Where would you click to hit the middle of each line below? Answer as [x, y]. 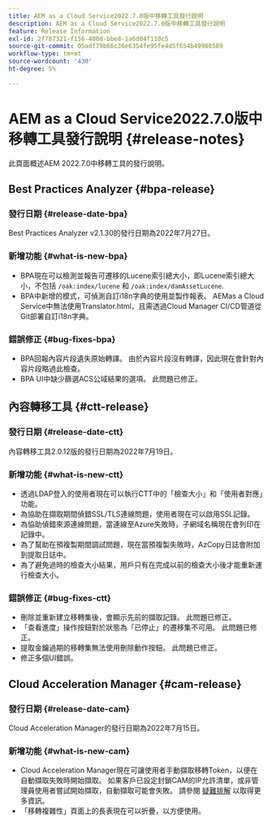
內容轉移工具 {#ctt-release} [79, 407]
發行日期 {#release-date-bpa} [68, 214]
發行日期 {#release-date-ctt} [66, 432]
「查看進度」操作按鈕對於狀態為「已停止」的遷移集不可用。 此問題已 [135, 628]
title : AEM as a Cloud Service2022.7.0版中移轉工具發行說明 [106, 16]
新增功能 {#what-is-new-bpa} [68, 256]
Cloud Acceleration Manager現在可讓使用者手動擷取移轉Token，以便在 [139, 770]
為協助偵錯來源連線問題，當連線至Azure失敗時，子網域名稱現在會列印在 [140, 524]
